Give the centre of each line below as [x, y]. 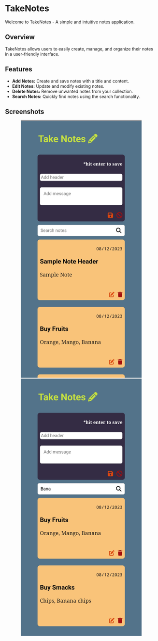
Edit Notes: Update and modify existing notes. [58, 86]
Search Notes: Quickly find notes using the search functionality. [76, 96]
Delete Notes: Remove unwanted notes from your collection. [72, 91]
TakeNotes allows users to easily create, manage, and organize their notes [79, 49]
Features [19, 69]
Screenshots [25, 111]
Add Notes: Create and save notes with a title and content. [71, 81]
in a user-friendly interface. [32, 54]
